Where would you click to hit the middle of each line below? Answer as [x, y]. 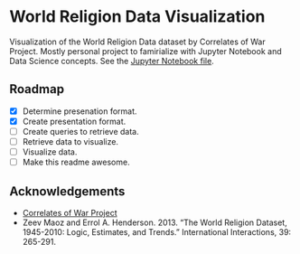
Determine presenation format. [80, 111]
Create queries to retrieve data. [80, 131]
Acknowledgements [67, 191]
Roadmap [37, 89]
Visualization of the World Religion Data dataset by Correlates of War [137, 42]
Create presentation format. [74, 121]
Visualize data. [50, 152]
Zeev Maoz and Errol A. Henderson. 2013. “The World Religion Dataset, [155, 222]
